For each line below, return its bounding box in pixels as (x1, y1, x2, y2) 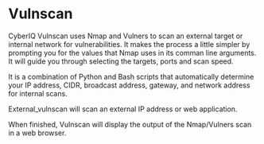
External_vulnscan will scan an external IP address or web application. (8, 104, 238, 114)
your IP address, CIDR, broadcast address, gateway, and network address (8, 80, 250, 90)
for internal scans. (8, 88, 68, 98)
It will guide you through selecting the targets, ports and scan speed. (8, 56, 234, 66)
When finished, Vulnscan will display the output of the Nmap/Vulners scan (8, 119, 252, 129)
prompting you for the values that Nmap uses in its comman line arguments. (8, 48, 257, 57)
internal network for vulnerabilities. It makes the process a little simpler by (8, 39, 250, 49)
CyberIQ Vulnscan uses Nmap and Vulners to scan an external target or (8, 31, 243, 41)
